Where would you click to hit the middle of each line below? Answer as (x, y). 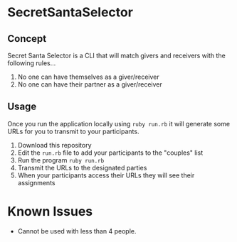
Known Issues (50, 211)
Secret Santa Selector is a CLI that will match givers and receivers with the (116, 55)
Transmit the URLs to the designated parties (82, 167)
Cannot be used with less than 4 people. (77, 231)
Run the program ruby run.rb (61, 160)
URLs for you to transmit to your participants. (73, 131)
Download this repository (54, 145)
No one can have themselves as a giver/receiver (88, 77)
